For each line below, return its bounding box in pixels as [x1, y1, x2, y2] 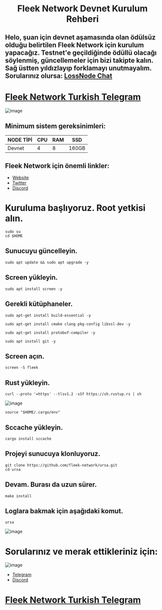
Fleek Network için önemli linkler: [5, 161, 109, 170]
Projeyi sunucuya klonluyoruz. [5, 450, 101, 458]
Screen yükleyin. [5, 273, 58, 282]
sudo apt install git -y [5, 339, 56, 344]
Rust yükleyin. [5, 378, 50, 387]
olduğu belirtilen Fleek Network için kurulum [5, 40, 144, 49]
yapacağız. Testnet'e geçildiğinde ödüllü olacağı [5, 48, 157, 57]
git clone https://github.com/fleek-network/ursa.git [5, 463, 118, 467]
